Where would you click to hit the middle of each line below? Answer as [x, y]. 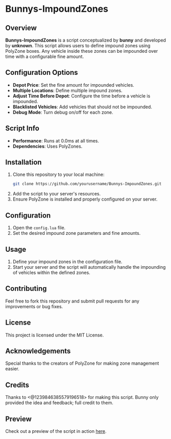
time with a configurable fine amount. [45, 56]
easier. [12, 369]
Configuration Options [42, 73]
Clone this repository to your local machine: [58, 174]
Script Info [22, 128]
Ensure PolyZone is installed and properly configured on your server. [85, 199]
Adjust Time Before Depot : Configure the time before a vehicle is [81, 96]
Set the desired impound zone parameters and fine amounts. [77, 233]
